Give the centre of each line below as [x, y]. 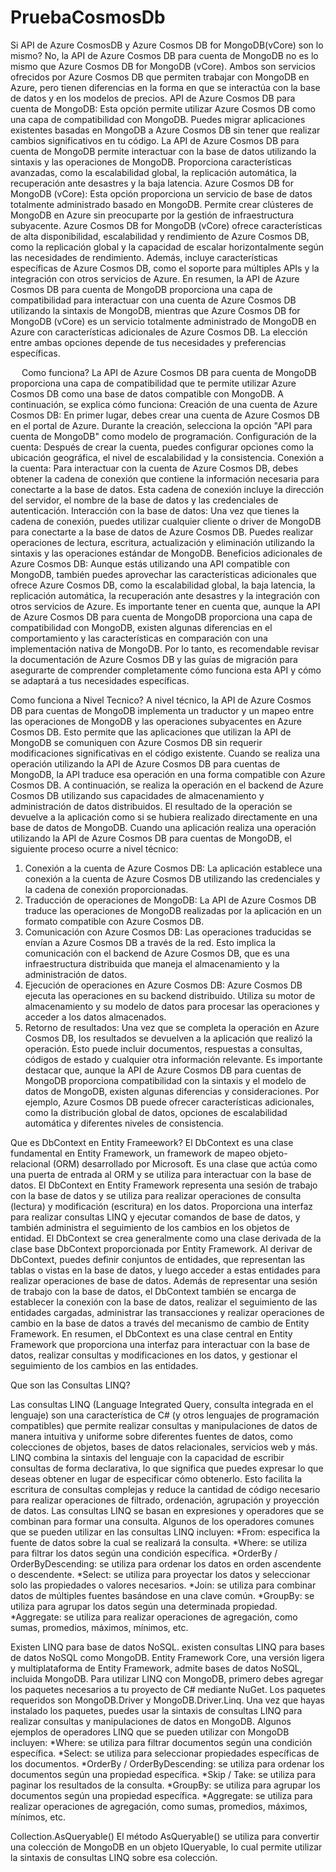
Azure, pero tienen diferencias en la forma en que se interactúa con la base [165, 87]
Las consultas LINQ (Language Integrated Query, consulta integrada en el [162, 1404]
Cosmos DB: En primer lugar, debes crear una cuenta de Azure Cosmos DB [165, 415]
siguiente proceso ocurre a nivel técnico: [94, 848]
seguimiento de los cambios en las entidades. [104, 1365]
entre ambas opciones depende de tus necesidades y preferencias [148, 342]
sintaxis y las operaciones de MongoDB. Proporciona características [151, 162]
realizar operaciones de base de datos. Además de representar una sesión [164, 1280]
